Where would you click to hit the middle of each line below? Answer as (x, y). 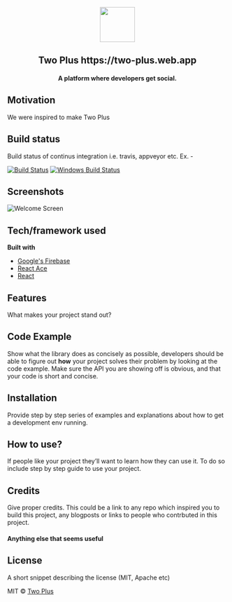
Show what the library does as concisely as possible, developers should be (115, 353)
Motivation (31, 101)
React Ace (32, 268)
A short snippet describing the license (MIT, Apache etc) (89, 577)
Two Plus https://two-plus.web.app (117, 61)
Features (27, 298)
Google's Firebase (44, 261)
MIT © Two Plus (30, 591)
